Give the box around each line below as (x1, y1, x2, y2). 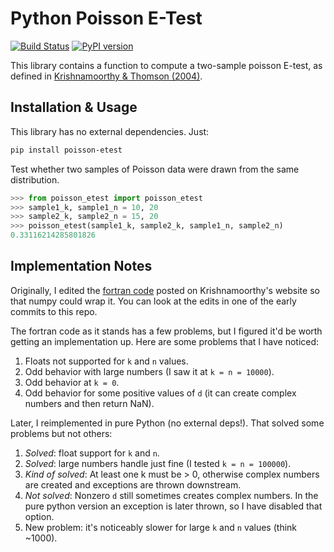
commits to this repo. (10, 305, 98, 317)
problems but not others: (10, 427, 113, 439)
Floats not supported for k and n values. (24, 355, 189, 367)
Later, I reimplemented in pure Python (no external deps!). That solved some (10, 417, 325, 429)
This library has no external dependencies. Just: (10, 125, 210, 137)
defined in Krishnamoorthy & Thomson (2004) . (10, 70, 203, 82)
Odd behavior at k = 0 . (24, 376, 120, 388)
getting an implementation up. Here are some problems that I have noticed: (10, 335, 320, 347)
